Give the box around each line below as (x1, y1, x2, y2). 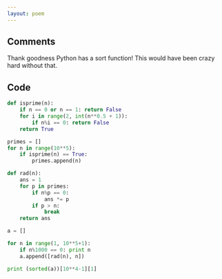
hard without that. (7, 62, 57, 70)
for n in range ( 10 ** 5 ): (7, 145, 76, 152)
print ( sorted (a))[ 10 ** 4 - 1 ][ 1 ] (7, 265, 97, 272)
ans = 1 (19, 177, 41, 183)
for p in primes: (19, 183, 70, 190)
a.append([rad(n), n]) (19, 253, 85, 260)
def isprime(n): (7, 100, 54, 107)
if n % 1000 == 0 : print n (19, 246, 91, 253)
